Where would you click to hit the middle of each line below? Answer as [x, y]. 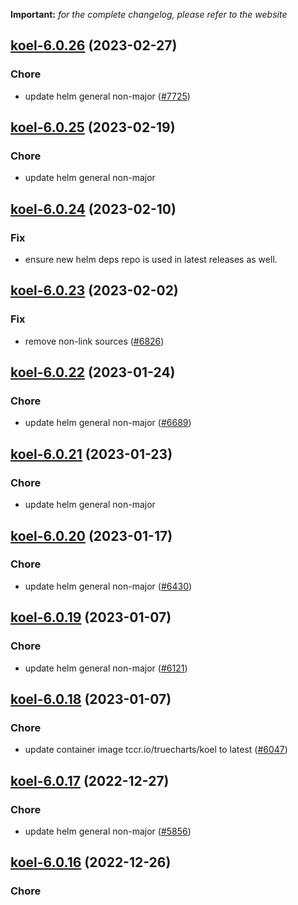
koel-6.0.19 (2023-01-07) [91, 617]
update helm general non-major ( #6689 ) [108, 423]
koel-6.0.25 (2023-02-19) [93, 127]
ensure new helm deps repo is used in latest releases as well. [151, 260]
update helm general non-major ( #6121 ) [106, 668]
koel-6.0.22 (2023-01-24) [93, 372]
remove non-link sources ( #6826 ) [94, 341]
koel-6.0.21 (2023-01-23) [91, 454]
